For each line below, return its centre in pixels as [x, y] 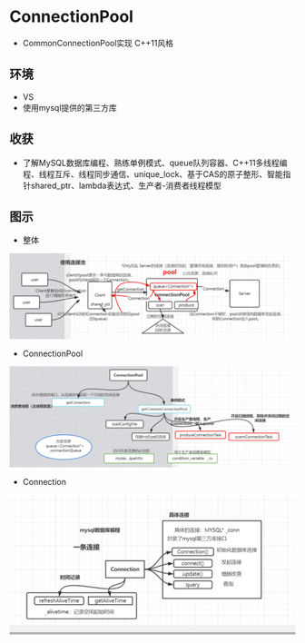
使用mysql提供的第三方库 [70, 107]
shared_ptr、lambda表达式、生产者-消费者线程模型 [126, 185]
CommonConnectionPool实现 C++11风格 [98, 43]
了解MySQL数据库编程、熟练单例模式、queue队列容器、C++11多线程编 [155, 163]
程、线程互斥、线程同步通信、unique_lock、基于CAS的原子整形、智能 [152, 173]
